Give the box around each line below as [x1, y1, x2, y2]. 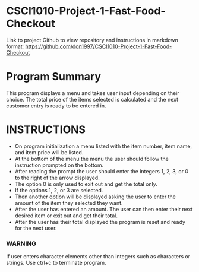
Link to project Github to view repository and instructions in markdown [6, 36, 178, 43]
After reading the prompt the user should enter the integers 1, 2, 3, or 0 [14, 167, 189, 175]
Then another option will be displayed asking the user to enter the [14, 193, 176, 200]
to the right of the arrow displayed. [14, 174, 100, 181]
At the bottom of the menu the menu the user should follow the [14, 155, 169, 162]
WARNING [6, 239, 37, 248]
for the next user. [14, 224, 57, 232]
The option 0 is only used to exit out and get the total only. [14, 180, 157, 188]
